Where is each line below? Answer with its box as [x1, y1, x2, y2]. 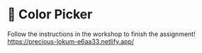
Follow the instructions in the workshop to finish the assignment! [7, 30, 196, 38]
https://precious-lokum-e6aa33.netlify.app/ [7, 37, 135, 45]
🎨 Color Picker [7, 6, 93, 23]
